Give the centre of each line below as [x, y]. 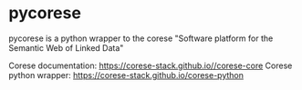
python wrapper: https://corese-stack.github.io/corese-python [126, 75]
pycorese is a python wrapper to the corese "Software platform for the [141, 38]
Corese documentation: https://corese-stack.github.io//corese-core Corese [151, 65]
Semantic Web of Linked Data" [66, 47]
